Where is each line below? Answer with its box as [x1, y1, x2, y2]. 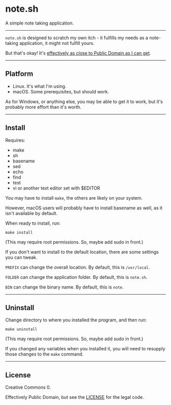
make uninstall [5, 327, 38, 332]
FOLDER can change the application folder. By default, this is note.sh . [5, 274, 148, 280]
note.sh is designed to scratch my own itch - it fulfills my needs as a [5, 34, 149, 41]
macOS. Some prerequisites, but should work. [12, 88, 109, 94]
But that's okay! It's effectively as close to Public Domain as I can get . [5, 50, 151, 56]
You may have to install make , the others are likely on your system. [5, 195, 143, 201]
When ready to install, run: [5, 220, 61, 226]
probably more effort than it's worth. [5, 104, 81, 110]
